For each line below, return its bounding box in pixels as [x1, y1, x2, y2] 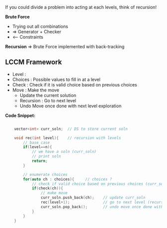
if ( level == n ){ [23, 145, 52, 150]
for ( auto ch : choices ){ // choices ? [23, 176, 112, 182]
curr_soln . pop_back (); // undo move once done [40, 204, 153, 209]
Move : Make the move [12, 87, 60, 93]
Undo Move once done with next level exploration [19, 103, 122, 109]
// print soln [31, 154, 61, 159]
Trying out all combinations [12, 23, 69, 29]
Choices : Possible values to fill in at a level [12, 76, 101, 82]
